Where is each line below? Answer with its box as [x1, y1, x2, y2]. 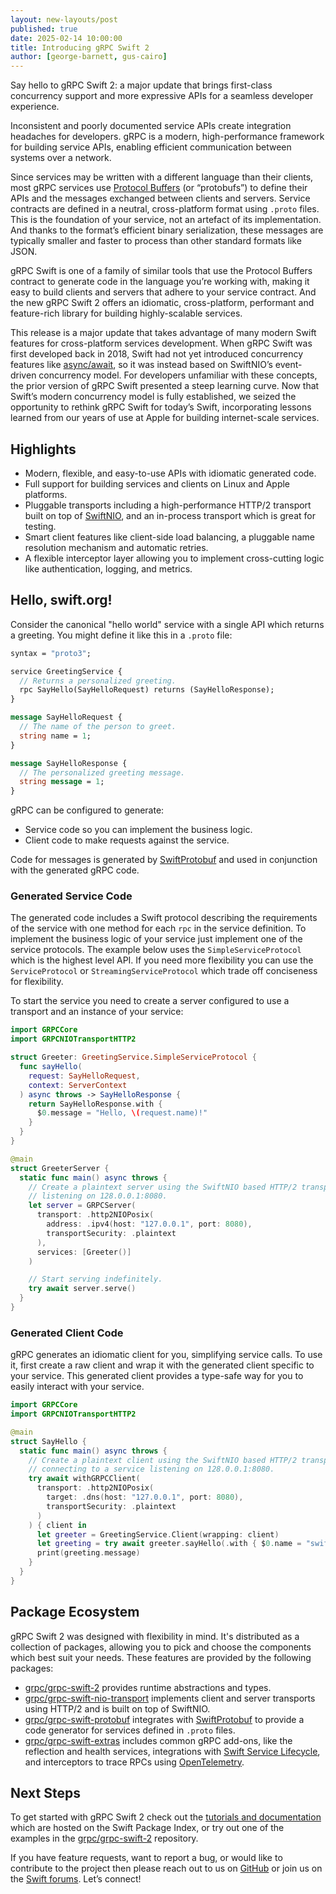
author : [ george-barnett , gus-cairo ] [10, 52, 168, 62]
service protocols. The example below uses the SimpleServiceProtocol [10, 944, 302, 956]
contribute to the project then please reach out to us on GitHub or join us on [10, 1862, 323, 1875]
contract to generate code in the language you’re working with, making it [10, 276, 310, 288]
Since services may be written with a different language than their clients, [10, 171, 314, 183]
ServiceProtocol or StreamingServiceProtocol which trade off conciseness [10, 965, 318, 977]
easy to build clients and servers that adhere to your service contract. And [10, 286, 317, 298]
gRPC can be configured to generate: [10, 804, 165, 816]
